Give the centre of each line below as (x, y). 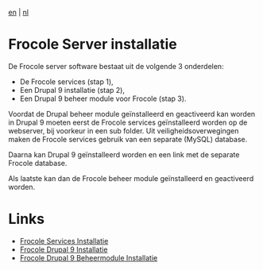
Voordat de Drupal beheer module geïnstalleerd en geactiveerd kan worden (132, 114)
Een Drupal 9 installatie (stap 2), (72, 90)
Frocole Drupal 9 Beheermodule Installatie (89, 257)
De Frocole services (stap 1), (66, 81)
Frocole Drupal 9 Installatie (64, 249)
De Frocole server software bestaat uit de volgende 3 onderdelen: (116, 66)
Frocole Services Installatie (64, 241)
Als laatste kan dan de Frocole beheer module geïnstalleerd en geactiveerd (131, 178)
